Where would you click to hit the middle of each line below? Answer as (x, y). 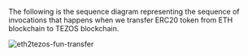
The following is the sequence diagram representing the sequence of (124, 12)
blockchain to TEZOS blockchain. (64, 28)
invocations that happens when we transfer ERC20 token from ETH (121, 20)
